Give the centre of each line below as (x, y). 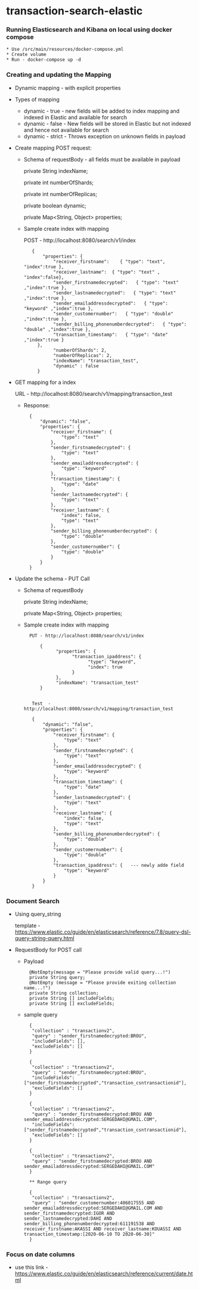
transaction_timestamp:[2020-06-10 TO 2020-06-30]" (89, 1234)
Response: (37, 405)
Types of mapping (37, 99)
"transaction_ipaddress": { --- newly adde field (119, 865)
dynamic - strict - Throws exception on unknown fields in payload (105, 136)
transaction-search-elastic (74, 11)
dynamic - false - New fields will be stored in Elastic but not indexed (107, 123)
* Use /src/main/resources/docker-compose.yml (65, 49)
